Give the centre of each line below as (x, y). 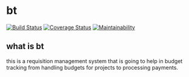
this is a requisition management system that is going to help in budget (94, 61)
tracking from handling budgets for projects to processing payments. (92, 67)
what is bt (25, 46)
